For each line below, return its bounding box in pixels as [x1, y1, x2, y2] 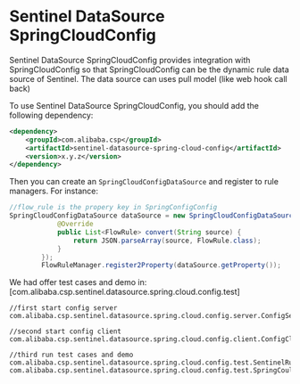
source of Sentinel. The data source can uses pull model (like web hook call [9, 73, 287, 84]
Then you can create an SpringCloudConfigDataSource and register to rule [9, 176, 279, 187]
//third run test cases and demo [9, 350, 134, 360]
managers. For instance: [9, 185, 98, 197]
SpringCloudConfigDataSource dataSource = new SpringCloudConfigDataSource [9, 211, 297, 220]
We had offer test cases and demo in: [9, 277, 147, 288]
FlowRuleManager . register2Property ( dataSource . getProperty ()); [41, 261, 281, 270]
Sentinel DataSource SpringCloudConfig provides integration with [9, 54, 251, 65]
